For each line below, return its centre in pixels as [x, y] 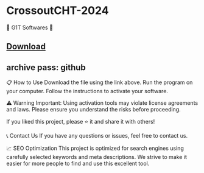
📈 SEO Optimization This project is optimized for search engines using [95, 148]
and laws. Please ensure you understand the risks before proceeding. [93, 110]
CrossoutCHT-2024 [58, 11]
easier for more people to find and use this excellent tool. [78, 164]
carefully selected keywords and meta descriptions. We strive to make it [97, 157]
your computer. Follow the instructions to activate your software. [87, 91]
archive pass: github [46, 67]
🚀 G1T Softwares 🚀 [30, 27]
